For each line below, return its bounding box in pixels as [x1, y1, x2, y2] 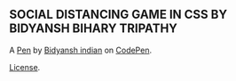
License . [9, 61, 41, 72]
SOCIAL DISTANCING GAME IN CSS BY [9, 7, 228, 22]
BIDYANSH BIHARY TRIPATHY [9, 21, 177, 36]
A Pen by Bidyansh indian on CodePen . [9, 45, 153, 55]
